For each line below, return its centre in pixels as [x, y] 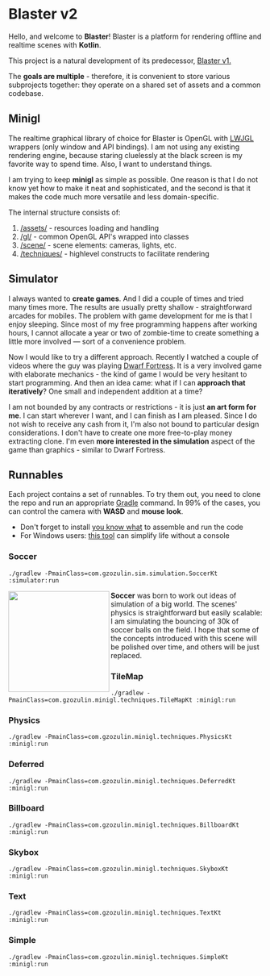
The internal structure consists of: [64, 212]
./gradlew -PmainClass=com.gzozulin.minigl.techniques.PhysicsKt [120, 737]
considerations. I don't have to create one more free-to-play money [120, 432]
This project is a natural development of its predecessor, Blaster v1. [120, 60]
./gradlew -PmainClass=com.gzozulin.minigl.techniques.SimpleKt [118, 957]
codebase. [26, 93]
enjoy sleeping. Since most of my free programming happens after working [133, 324]
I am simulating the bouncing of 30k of [175, 621]
